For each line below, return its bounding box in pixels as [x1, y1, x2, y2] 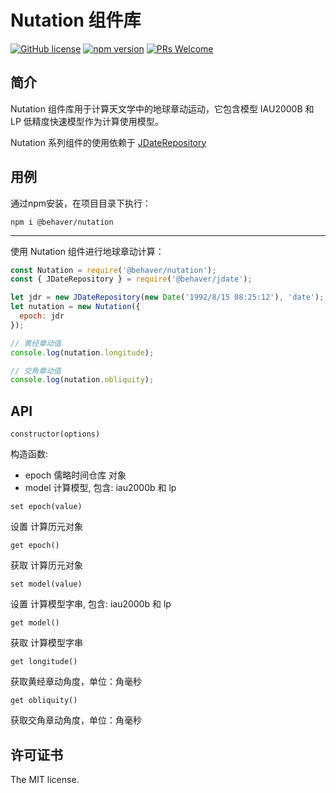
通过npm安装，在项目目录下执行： [10, 197, 152, 209]
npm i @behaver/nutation [10, 217, 114, 227]
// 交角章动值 [10, 366, 62, 376]
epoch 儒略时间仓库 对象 [24, 469, 127, 481]
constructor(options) [10, 429, 101, 440]
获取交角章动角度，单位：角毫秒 [10, 714, 142, 726]
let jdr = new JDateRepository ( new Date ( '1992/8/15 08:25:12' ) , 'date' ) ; [10, 292, 325, 303]
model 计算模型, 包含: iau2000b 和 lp [24, 482, 177, 494]
